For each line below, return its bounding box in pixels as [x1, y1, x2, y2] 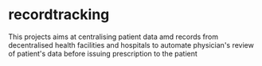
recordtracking [8, 6, 110, 24]
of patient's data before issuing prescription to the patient [8, 49, 197, 58]
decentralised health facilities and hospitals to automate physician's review [8, 40, 255, 49]
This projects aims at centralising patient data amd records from [8, 32, 219, 41]
